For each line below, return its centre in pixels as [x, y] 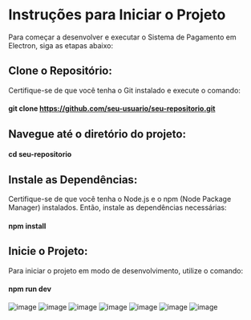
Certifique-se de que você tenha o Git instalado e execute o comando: [124, 90]
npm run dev [30, 289]
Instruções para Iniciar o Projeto [117, 15]
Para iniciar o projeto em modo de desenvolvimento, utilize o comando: [125, 270]
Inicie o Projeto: [48, 251]
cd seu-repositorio [40, 154]
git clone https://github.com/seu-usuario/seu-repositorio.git [112, 109]
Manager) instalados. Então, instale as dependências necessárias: [117, 207]
